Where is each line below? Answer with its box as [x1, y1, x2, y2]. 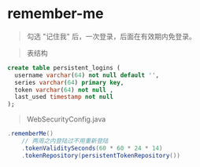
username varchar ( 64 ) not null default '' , [14, 71, 159, 79]
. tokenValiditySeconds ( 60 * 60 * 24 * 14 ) [21, 144, 163, 152]
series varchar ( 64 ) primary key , [14, 78, 124, 86]
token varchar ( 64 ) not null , [14, 85, 113, 94]
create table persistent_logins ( [7, 64, 121, 71]
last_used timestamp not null [14, 93, 113, 101]
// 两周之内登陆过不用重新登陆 [21, 137, 109, 145]
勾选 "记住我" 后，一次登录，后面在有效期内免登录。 [26, 31, 196, 41]
